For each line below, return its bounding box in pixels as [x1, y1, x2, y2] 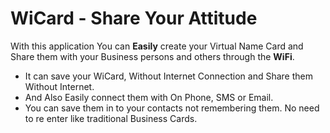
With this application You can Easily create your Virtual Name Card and [10, 40, 304, 52]
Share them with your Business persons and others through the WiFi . [10, 50, 295, 62]
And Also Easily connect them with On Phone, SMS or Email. [24, 91, 274, 103]
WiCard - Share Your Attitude [10, 7, 258, 30]
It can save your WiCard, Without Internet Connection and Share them [24, 70, 313, 82]
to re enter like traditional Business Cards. [24, 112, 198, 124]
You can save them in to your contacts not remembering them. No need [24, 102, 320, 114]
